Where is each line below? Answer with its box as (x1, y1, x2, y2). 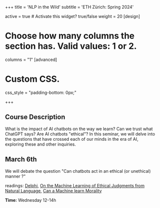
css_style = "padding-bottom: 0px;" (5, 89, 77, 95)
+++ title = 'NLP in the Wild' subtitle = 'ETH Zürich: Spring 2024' (5, 4, 134, 10)
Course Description (5, 113, 65, 121)
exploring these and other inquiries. (5, 141, 76, 147)
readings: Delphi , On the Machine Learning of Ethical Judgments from (5, 182, 144, 188)
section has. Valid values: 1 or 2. (5, 41, 137, 52)
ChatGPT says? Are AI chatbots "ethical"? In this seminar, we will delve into (5, 131, 155, 137)
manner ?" (5, 173, 26, 179)
